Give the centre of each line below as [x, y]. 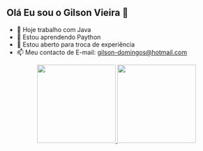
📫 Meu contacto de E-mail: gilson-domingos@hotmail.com [102, 52]
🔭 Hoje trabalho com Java [54, 29]
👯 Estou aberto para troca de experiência [76, 44]
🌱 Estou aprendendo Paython [59, 37]
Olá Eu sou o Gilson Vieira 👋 [67, 13]
